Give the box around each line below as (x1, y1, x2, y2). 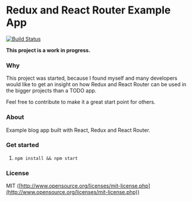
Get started (6, 141, 39, 149)
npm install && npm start (14, 155, 78, 161)
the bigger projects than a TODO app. (6, 87, 97, 94)
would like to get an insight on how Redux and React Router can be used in (6, 81, 187, 88)
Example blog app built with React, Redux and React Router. (6, 127, 150, 134)
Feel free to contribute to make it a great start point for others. (6, 98, 156, 105)
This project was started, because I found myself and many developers (6, 74, 177, 82)
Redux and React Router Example (6, 4, 171, 17)
